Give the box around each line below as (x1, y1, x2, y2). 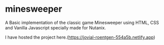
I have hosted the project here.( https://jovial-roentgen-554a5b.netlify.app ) (5, 34, 156, 40)
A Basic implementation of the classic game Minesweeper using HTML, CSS (5, 20, 159, 25)
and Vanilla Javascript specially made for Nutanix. (5, 24, 107, 30)
